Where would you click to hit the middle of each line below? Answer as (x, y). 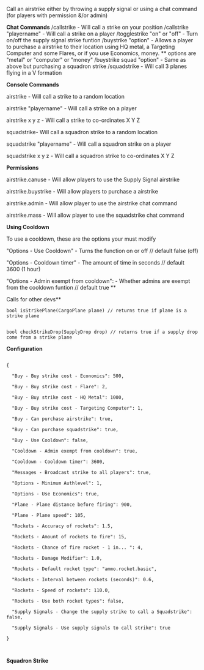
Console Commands (33, 85)
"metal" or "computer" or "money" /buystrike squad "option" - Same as (96, 60)
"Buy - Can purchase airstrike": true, (63, 419)
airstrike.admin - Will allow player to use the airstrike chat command (92, 203)
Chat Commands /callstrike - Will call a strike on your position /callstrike (98, 27)
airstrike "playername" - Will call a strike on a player (72, 108)
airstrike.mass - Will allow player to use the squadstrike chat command (95, 215)
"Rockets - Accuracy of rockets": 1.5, (63, 526)
